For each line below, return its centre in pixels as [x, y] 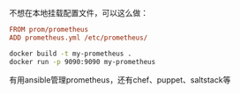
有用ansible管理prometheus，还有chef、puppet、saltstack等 [120, 80]
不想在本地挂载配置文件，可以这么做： [79, 13]
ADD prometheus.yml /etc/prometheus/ [79, 38]
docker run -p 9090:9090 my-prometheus [82, 61]
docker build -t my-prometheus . [71, 54]
